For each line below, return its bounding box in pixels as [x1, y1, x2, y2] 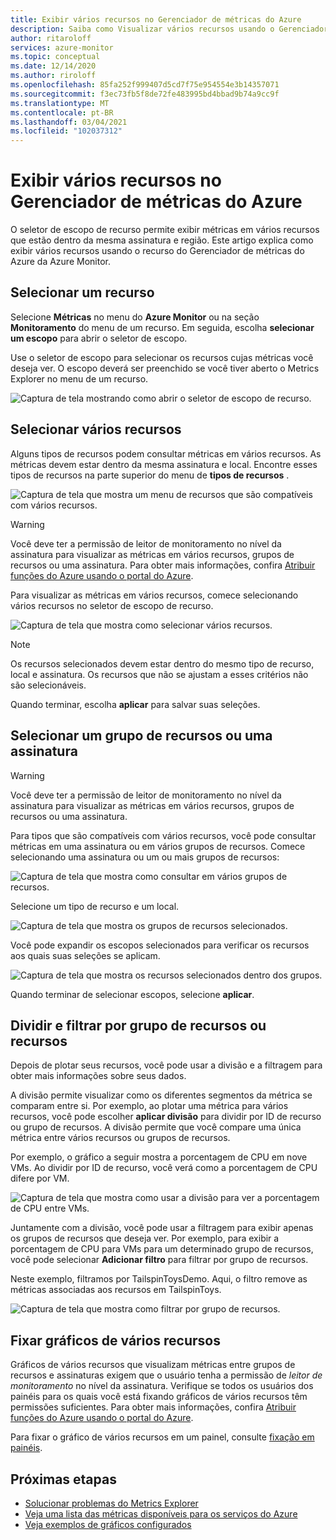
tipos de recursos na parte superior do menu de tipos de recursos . [10, 469, 290, 481]
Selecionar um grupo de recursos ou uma [10, 727, 273, 745]
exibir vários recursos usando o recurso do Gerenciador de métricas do [10, 245, 305, 257]
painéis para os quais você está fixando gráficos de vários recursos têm [10, 1391, 308, 1403]
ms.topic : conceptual [10, 52, 101, 62]
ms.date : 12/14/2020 [10, 61, 97, 71]
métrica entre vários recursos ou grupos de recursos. [10, 1132, 231, 1144]
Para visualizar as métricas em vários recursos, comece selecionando [10, 589, 299, 601]
